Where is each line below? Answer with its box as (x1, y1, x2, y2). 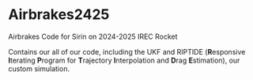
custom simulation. (8, 63, 70, 73)
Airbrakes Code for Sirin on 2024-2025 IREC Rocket (8, 32, 178, 41)
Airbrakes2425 (8, 6, 110, 24)
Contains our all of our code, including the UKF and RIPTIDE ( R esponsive (8, 47, 246, 56)
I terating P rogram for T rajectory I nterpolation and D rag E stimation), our (8, 55, 240, 65)
